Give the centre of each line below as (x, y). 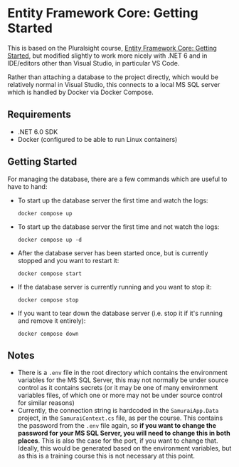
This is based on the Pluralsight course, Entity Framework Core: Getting (112, 48)
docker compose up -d (49, 240)
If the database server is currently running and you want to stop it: (115, 287)
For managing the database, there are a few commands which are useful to (117, 179)
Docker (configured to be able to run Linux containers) (97, 139)
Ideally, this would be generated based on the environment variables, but (124, 448)
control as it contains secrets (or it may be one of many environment (118, 388)
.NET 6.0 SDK (38, 132)
